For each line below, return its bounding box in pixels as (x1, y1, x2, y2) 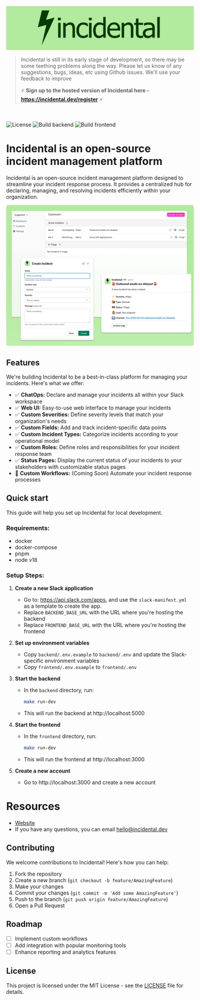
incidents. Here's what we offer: (6, 379, 85, 386)
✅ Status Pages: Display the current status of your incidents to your (14, 457, 182, 464)
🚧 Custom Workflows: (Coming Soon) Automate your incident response (14, 470, 192, 477)
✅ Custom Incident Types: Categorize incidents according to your (14, 430, 179, 437)
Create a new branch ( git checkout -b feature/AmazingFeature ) (14, 876, 173, 883)
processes (14, 476, 41, 483)
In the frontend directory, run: (23, 733, 97, 740)
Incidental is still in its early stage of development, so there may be (20, 56, 185, 63)
